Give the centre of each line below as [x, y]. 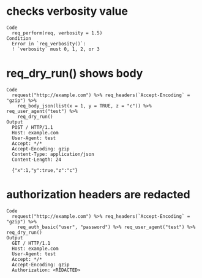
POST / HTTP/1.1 [32, 127]
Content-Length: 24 [37, 160]
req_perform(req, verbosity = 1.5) [57, 33]
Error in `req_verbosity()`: [49, 44]
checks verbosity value [67, 11]
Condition [19, 38]
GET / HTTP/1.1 [31, 243]
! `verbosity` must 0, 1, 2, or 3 [56, 49]
